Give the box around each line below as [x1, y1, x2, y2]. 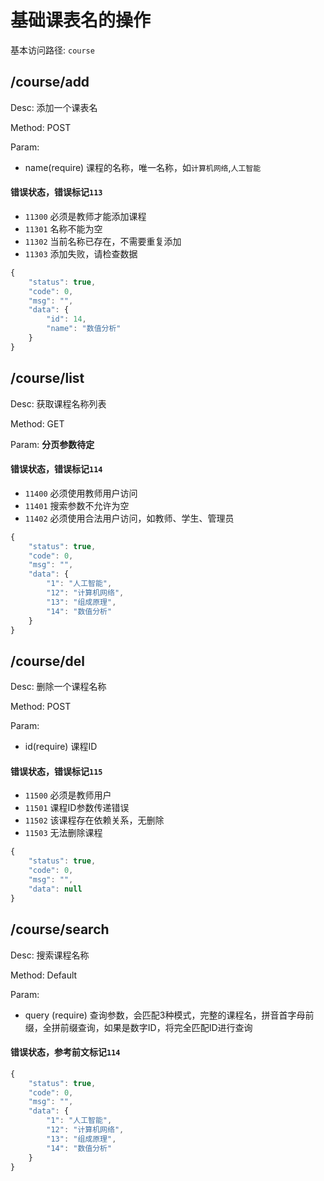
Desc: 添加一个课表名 [10, 101, 98, 113]
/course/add [10, 74, 90, 91]
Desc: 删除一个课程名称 [10, 681, 107, 693]
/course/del [10, 652, 85, 670]
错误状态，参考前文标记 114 [10, 1046, 121, 1058]
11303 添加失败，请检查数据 [24, 247, 138, 260]
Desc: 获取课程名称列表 [10, 397, 107, 410]
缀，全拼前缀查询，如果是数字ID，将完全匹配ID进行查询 [24, 1021, 253, 1033]
